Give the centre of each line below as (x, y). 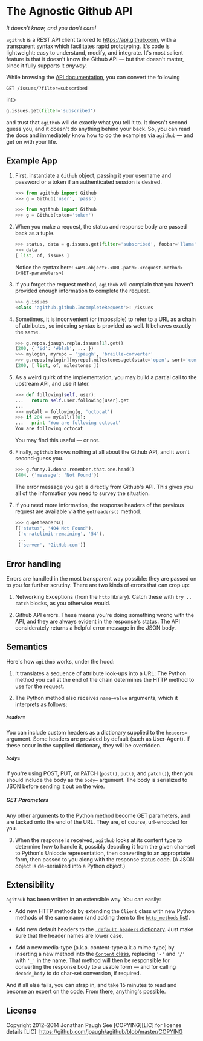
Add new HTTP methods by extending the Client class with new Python (105, 911)
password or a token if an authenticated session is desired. (88, 182)
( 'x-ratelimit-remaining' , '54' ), (61, 534)
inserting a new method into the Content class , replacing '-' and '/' (100, 954)
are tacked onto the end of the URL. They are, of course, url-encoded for (97, 822)
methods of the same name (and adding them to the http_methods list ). (103, 918)
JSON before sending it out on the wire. (56, 786)
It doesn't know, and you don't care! (51, 28)
